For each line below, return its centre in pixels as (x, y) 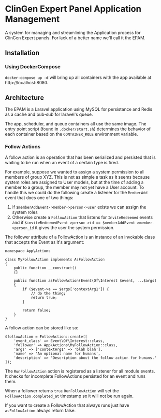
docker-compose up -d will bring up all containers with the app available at (78, 77)
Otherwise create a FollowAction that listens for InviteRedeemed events (82, 217)
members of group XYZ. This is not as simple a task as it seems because (77, 177)
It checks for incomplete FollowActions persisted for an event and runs (75, 376)
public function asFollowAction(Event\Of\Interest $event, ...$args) (85, 280)
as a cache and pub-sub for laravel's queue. (49, 114)
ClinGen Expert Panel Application (73, 9)
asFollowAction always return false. (40, 410)
